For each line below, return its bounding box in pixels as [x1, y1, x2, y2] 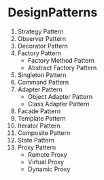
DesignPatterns [7, 5, 98, 20]
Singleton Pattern [17, 70, 67, 79]
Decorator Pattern [17, 42, 69, 50]
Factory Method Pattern [27, 56, 94, 64]
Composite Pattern [17, 128, 71, 137]
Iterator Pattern [17, 121, 60, 130]
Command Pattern [17, 78, 69, 86]
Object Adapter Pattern [27, 92, 93, 100]
